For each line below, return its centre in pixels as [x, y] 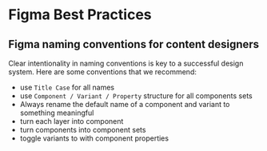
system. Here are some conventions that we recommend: [103, 72]
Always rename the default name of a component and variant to [125, 104]
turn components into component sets [83, 130]
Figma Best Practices [80, 15]
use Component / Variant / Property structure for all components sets [136, 96]
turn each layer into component [72, 121]
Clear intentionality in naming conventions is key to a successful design [126, 63]
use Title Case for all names [67, 87]
